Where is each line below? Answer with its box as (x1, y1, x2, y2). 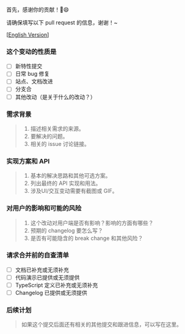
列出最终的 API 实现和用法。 (30, 180, 101, 187)
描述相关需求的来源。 (30, 125, 84, 132)
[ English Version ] (6, 31, 49, 38)
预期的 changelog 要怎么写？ (30, 227, 103, 234)
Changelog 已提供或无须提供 (15, 289, 87, 296)
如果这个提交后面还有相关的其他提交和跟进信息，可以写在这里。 (21, 321, 182, 329)
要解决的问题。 (30, 133, 68, 140)
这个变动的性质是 (6, 47, 57, 56)
